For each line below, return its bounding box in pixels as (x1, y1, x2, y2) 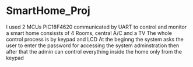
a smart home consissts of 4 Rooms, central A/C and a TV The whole (6, 29, 172, 36)
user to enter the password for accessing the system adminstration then (6, 42, 180, 49)
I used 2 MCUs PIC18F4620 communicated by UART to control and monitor (6, 23, 187, 30)
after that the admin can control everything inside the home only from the (6, 48, 183, 55)
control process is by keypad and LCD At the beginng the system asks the (6, 36, 184, 43)
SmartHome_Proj (6, 4, 90, 17)
